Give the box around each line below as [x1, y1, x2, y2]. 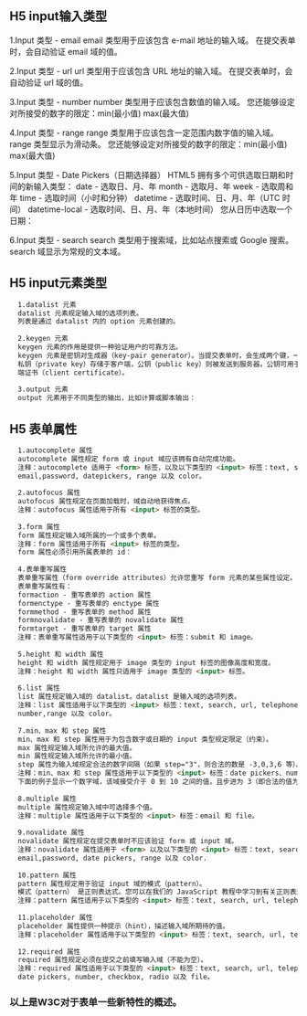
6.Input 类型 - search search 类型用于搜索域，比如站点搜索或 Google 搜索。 [9, 234, 294, 245]
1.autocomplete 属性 [17, 446, 93, 455]
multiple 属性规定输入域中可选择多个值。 [17, 802, 157, 811]
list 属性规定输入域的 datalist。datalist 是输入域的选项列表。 [17, 693, 241, 702]
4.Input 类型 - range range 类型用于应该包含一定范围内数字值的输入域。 [9, 127, 279, 138]
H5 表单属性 [9, 421, 78, 437]
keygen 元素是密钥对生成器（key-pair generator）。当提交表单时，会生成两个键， [17, 351, 294, 360]
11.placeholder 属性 [17, 913, 93, 923]
